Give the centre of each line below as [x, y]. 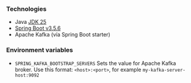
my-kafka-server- [164, 70]
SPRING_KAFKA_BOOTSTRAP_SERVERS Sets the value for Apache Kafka [95, 63]
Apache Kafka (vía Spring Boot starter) [62, 35]
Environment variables [40, 50]
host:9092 [27, 75]
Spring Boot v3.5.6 [38, 28]
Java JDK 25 [30, 22]
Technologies [26, 9]
